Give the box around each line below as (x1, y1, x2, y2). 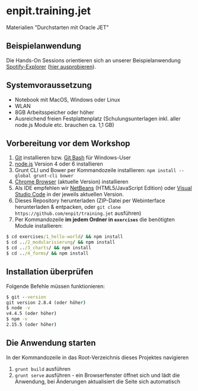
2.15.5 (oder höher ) (6, 322, 58, 328)
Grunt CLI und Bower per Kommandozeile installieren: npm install (14, 167, 177, 174)
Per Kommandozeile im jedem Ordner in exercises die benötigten (14, 216, 175, 223)
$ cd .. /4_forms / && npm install (6, 250, 89, 256)
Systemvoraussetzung (6, 80, 92, 90)
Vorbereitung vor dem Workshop (6, 138, 130, 148)
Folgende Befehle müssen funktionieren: (6, 282, 106, 290)
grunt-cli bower (33, 173, 74, 179)
